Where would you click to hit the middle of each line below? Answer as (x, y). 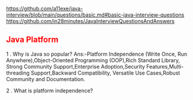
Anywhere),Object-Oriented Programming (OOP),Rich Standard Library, (93, 60)
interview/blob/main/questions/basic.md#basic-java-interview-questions (95, 15)
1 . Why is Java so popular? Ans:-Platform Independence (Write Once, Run (97, 54)
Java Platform (32, 40)
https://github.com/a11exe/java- (45, 9)
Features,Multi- (165, 66)
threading (18, 73)
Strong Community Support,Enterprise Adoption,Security (75, 66)
